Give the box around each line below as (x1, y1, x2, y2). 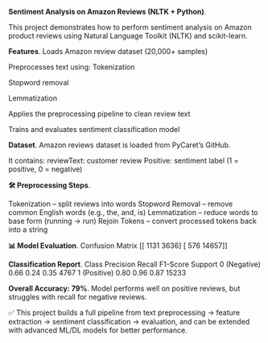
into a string (8, 225, 48, 234)
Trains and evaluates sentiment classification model (8, 125, 180, 134)
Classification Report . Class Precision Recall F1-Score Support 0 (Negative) (8, 259, 262, 269)
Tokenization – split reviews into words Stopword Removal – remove (8, 199, 233, 209)
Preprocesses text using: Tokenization (8, 62, 135, 72)
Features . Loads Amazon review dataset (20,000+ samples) (8, 47, 208, 56)
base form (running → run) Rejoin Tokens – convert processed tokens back (8, 217, 258, 225)
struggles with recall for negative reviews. (8, 292, 147, 301)
